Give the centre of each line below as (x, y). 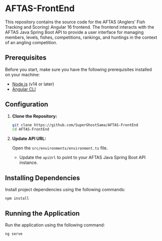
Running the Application (42, 213)
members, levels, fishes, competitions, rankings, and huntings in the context (81, 37)
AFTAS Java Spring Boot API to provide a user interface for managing (74, 32)
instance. (28, 162)
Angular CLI (24, 89)
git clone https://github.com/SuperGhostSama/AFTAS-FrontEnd (75, 125)
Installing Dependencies (42, 178)
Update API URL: (29, 139)
